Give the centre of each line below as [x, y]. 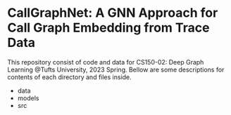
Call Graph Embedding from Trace [108, 28]
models [28, 98]
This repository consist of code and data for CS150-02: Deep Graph [106, 62]
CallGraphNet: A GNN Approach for [113, 13]
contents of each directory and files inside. [69, 77]
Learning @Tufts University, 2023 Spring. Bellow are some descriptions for [116, 69]
